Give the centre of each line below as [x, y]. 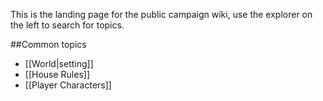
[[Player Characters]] [68, 85]
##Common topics [48, 44]
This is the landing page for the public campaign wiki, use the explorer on [161, 14]
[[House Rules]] [57, 74]
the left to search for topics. [67, 25]
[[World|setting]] [59, 63]
